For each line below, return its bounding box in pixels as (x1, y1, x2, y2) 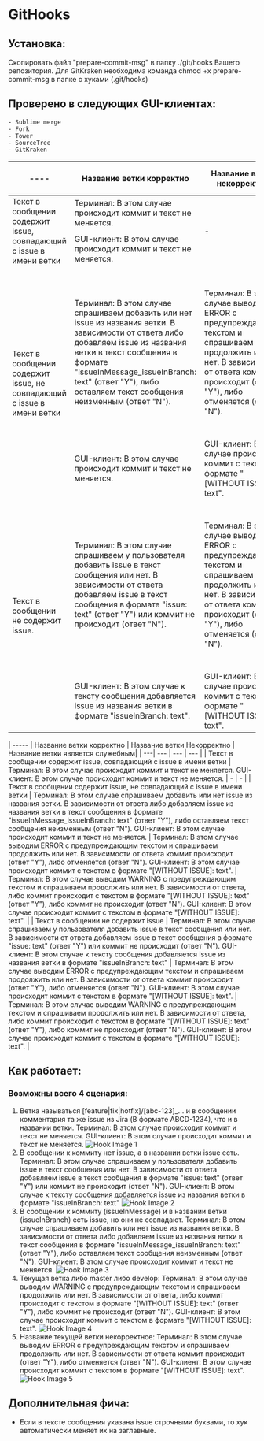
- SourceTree (8, 139, 51, 147)
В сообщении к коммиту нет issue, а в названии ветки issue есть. (19, 1148, 240, 1157)
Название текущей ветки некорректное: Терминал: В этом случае (19, 1331, 243, 1341)
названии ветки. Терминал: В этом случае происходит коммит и (19, 1123, 237, 1132)
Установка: (8, 37, 66, 50)
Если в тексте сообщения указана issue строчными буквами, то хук (19, 1417, 248, 1427)
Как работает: (8, 1064, 82, 1078)
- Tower (8, 132, 34, 139)
